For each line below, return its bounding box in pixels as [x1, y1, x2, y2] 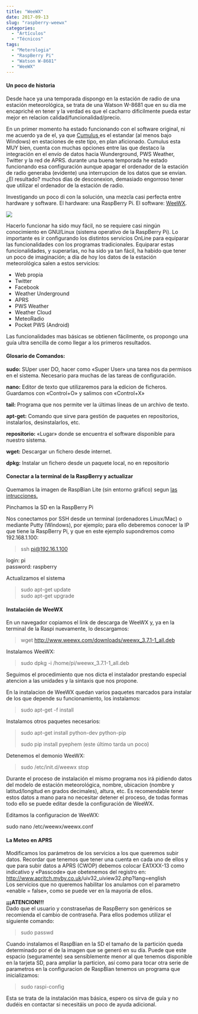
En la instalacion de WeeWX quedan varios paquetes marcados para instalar [6, 689, 192, 696]
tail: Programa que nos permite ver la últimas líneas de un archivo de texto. [6, 401, 189, 408]
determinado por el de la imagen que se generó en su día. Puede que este [6, 947, 187, 954]
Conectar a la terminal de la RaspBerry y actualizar [6, 473, 134, 480]
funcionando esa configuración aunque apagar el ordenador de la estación [6, 163, 189, 170]
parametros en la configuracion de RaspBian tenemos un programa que [6, 966, 180, 973]
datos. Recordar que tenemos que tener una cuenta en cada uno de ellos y [6, 856, 189, 863]
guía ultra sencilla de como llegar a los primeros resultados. [6, 339, 152, 346]
